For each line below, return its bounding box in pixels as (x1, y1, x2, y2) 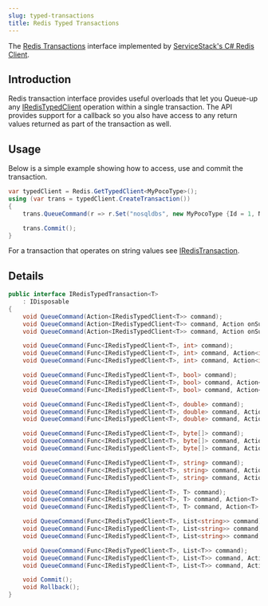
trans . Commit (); (22, 224, 77, 232)
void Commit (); (22, 576, 73, 584)
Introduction (8, 73, 72, 86)
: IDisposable (22, 298, 69, 306)
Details (8, 269, 44, 283)
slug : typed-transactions (8, 11, 94, 20)
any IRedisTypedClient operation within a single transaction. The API (8, 102, 233, 112)
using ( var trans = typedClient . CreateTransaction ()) (8, 195, 191, 203)
